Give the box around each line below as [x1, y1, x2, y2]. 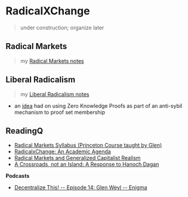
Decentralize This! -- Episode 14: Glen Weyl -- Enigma [14, 184, 147, 191]
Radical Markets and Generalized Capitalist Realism [14, 154, 141, 162]
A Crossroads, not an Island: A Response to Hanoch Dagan [14, 160, 159, 168]
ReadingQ [5, 126, 44, 136]
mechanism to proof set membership [14, 108, 106, 116]
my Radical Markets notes [20, 57, 84, 64]
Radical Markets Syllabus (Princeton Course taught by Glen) [14, 142, 162, 149]
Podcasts [5, 172, 30, 180]
